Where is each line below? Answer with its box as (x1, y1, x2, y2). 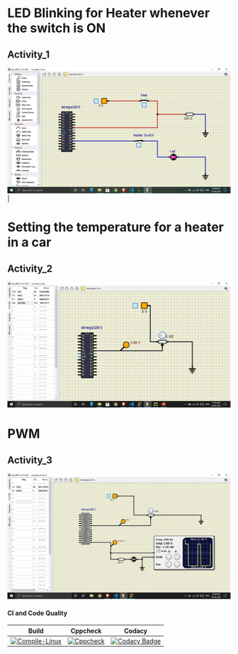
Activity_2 (7, 262, 53, 274)
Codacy (123, 626, 148, 635)
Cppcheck (70, 626, 102, 635)
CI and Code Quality (7, 609, 68, 617)
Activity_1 (7, 48, 50, 60)
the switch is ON (7, 20, 106, 36)
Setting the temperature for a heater (7, 219, 225, 235)
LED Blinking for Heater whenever (7, 5, 210, 21)
